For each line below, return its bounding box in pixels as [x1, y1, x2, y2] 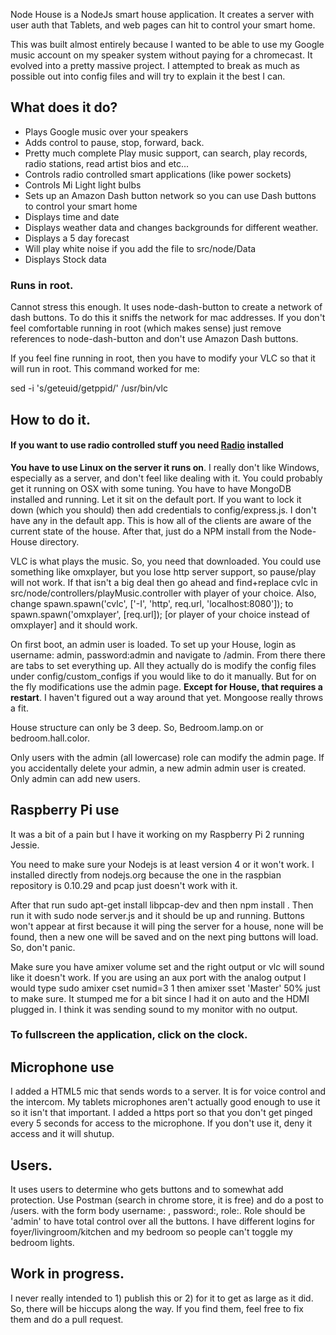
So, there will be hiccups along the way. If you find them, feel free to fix [10, 1302, 304, 1314]
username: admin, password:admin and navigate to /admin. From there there [10, 649, 326, 661]
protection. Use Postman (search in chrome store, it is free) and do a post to [10, 1194, 324, 1206]
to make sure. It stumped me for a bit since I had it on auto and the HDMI [10, 992, 310, 1004]
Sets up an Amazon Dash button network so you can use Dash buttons [24, 189, 317, 201]
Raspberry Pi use [10, 802, 120, 819]
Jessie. [10, 839, 40, 851]
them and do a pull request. [10, 1313, 124, 1325]
